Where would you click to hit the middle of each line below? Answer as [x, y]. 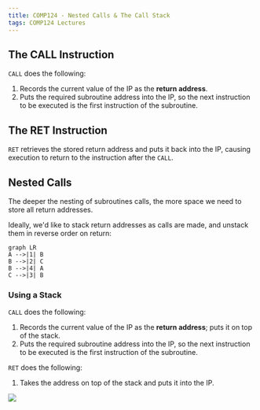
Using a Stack [35, 294]
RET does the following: [45, 368]
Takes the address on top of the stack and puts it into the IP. [117, 383]
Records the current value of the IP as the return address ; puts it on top [136, 327]
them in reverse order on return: [60, 233]
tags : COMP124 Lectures [47, 23]
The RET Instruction [58, 130]
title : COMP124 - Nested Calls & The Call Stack [89, 15]
